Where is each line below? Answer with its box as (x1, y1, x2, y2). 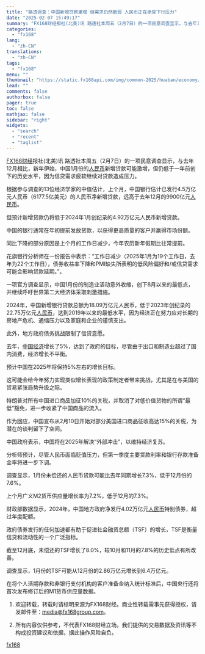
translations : (6, 49, 43, 55)
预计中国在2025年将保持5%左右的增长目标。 (6, 363, 119, 370)
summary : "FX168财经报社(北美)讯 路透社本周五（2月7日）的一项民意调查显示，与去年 (6, 20, 197, 26)
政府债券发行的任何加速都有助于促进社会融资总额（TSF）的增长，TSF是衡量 (6, 526, 198, 533)
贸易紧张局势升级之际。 (6, 383, 65, 391)
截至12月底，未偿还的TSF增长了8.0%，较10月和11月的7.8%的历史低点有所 (6, 546, 191, 553)
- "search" (12, 128, 40, 134)
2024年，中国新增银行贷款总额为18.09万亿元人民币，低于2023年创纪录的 (6, 301, 191, 308)
